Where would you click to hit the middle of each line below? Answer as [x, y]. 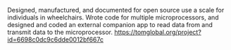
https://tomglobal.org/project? [158, 32]
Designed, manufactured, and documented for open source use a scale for [116, 10]
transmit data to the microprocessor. [60, 32]
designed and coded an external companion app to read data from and [110, 25]
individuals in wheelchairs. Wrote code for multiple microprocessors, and [113, 17]
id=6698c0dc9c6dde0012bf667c [56, 40]
